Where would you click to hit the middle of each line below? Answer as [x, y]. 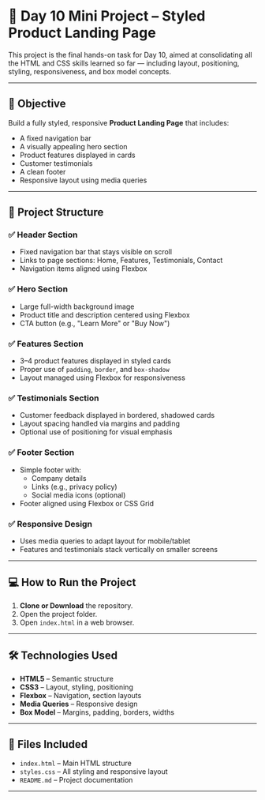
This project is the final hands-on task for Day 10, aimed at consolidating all [130, 54]
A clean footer [43, 171]
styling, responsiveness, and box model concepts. [90, 71]
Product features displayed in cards [77, 155]
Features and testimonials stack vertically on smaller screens [119, 549]
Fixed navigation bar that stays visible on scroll [95, 252]
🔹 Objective [37, 104]
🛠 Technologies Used [63, 656]
